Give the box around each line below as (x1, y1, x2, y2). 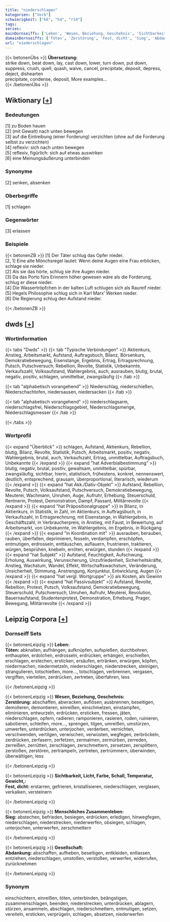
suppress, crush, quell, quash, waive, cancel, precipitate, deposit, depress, (5, 65, 161, 71)
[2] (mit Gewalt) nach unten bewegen (5, 128, 83, 135)
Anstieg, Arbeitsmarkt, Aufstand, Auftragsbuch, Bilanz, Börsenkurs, (5, 352, 146, 358)
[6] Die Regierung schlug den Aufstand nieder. (5, 295, 102, 301)
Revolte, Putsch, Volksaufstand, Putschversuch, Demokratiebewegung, (5, 487, 153, 493)
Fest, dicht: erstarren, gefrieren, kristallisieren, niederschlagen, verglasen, (5, 783, 160, 790)
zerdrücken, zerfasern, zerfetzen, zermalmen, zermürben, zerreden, (5, 737, 148, 743)
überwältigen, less (5, 753, 44, 759)
